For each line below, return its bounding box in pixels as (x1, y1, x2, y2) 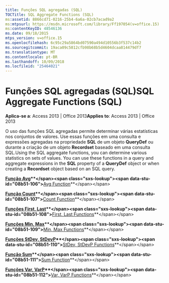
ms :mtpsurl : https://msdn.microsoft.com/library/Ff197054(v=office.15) (5, 21, 159, 27)
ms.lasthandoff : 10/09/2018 (5, 59, 65, 64)
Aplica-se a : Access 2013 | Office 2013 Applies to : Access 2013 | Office (5, 113, 155, 119)
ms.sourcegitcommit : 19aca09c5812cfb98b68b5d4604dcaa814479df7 (5, 45, 142, 50)
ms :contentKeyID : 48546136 (5, 26, 62, 31)
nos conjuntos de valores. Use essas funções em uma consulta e (5, 133, 141, 139)
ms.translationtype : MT (5, 50, 56, 55)
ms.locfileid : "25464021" (5, 64, 60, 69)
